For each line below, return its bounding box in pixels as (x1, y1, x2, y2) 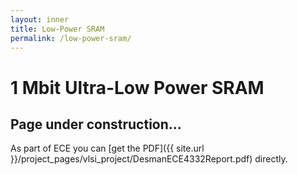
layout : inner (10, 14, 70, 25)
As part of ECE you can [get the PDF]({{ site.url (10, 142, 205, 155)
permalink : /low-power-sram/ (10, 33, 132, 43)
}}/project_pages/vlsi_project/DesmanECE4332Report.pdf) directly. (10, 153, 288, 165)
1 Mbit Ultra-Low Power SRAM (10, 76, 265, 99)
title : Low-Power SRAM (10, 24, 105, 34)
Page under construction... (10, 116, 182, 133)
